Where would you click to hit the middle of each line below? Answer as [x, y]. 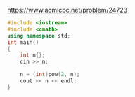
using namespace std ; [39, 36]
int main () [23, 42]
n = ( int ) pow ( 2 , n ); [50, 75]
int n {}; [33, 55]
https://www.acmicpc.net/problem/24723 [67, 10]
